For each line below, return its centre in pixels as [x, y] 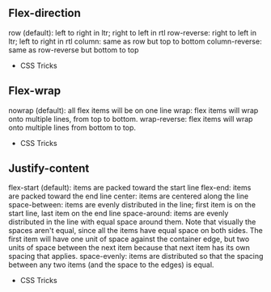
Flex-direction [44, 13]
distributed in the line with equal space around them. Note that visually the [132, 222]
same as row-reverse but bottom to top [74, 50]
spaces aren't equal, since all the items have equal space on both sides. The [135, 231]
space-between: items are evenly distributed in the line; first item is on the [132, 205]
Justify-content [49, 169]
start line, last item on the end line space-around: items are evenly [119, 214]
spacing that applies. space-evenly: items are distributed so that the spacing [136, 257]
